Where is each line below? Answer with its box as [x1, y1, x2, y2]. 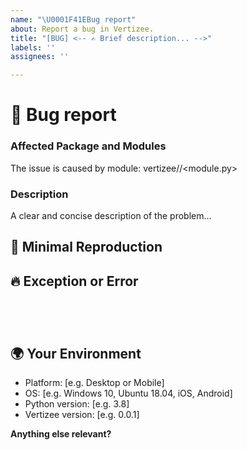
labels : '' [10, 42, 56, 53]
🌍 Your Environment [10, 345, 142, 362]
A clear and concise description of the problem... [10, 209, 212, 221]
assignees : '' [10, 52, 70, 62]
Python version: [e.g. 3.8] [24, 397, 130, 410]
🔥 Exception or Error [10, 272, 139, 290]
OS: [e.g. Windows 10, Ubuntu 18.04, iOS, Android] [24, 387, 233, 399]
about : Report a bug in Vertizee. [10, 24, 155, 34]
